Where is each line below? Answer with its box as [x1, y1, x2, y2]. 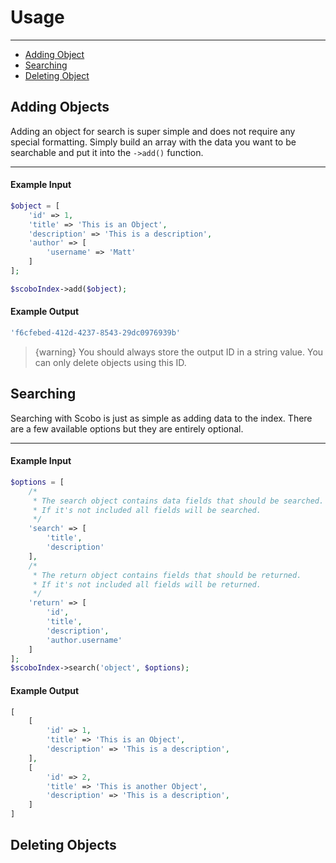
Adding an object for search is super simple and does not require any [10, 125, 296, 137]
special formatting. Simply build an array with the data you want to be [10, 136, 297, 148]
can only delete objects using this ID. [34, 356, 187, 368]
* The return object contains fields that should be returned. [32, 570, 302, 580]
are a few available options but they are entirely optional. [10, 422, 244, 435]
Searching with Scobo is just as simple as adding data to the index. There [10, 412, 313, 424]
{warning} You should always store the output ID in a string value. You [34, 346, 324, 358]
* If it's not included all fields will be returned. [32, 579, 262, 590]
